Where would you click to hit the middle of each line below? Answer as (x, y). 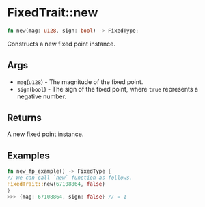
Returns (25, 118)
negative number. (42, 96)
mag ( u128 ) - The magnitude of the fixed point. (80, 82)
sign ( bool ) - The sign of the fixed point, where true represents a (107, 89)
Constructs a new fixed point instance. (61, 44)
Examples (28, 155)
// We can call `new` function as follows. (70, 178)
